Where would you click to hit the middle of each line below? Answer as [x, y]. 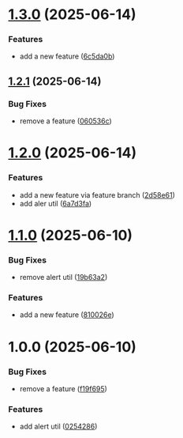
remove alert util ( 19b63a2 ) [63, 278]
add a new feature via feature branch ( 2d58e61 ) [97, 194]
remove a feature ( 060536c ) [65, 121]
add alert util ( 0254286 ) [58, 427]
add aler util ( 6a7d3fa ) [56, 203]
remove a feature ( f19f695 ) [63, 388]
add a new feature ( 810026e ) [67, 315]
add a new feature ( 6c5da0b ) [67, 56]
